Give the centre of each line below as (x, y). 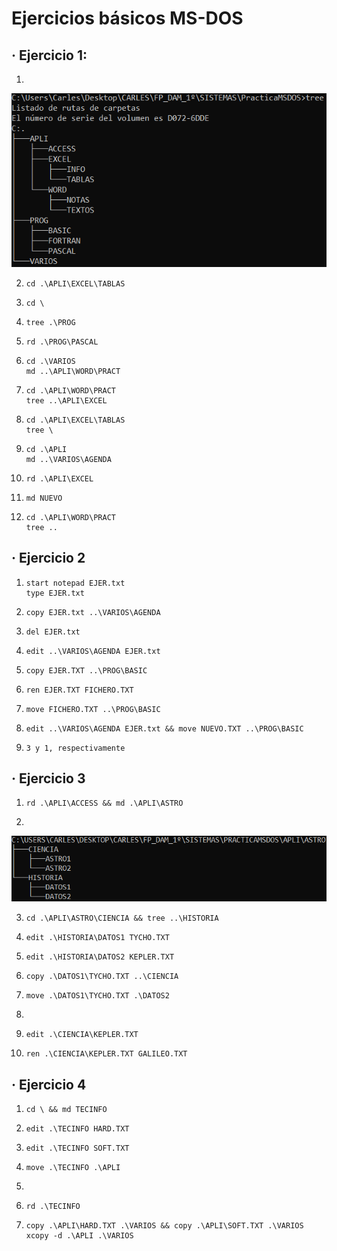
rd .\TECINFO (53, 1207)
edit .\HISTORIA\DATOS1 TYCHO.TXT (97, 938)
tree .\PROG (50, 322)
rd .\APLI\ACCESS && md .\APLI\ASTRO (104, 803)
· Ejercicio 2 (48, 558)
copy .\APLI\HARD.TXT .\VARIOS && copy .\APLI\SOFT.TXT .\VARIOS (164, 1226)
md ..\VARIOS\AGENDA (68, 459)
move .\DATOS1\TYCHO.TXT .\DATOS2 (97, 996)
